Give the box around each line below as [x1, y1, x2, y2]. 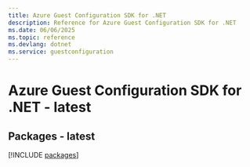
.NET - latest [8, 99, 92, 116]
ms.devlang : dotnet [8, 41, 72, 49]
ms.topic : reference [8, 33, 76, 42]
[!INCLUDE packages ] [8, 151, 79, 159]
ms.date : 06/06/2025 [8, 26, 76, 34]
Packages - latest [8, 129, 96, 143]
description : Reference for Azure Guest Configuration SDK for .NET [8, 19, 237, 27]
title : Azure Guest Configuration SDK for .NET [8, 11, 167, 20]
